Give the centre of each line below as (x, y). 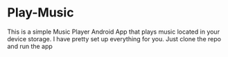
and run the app (30, 46)
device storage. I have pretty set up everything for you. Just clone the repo (114, 38)
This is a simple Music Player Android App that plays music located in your (114, 32)
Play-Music (41, 13)
